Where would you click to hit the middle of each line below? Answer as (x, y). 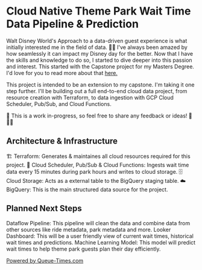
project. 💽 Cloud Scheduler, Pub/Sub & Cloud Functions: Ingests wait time (98, 165)
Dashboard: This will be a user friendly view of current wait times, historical (100, 236)
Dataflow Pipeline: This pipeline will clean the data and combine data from (98, 223)
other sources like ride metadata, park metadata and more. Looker (89, 229)
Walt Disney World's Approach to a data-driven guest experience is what (97, 41)
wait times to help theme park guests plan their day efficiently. (84, 249)
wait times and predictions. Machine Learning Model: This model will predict (101, 242)
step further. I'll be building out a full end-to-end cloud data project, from (97, 91)
